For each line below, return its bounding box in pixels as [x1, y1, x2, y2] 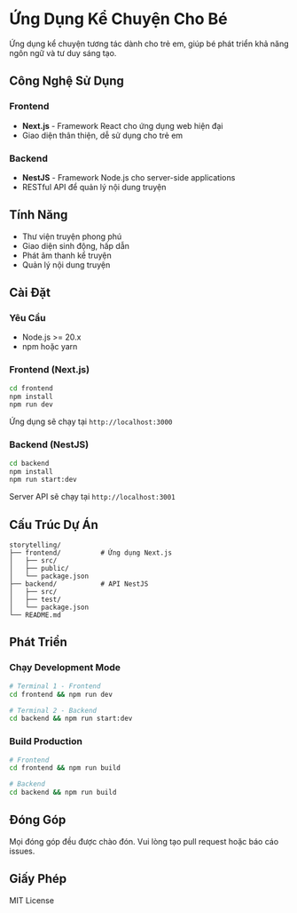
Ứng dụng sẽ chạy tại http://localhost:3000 [9, 416, 173, 427]
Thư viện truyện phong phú [21, 231, 122, 242]
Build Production [9, 735, 82, 748]
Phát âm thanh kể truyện [21, 250, 113, 260]
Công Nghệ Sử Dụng [9, 74, 124, 89]
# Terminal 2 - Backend [9, 706, 98, 715]
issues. [9, 845, 35, 856]
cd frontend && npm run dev [9, 690, 113, 699]
